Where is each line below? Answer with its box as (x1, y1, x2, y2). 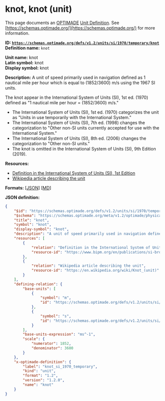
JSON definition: (5, 194, 40, 200)
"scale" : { (23, 337, 45, 341)
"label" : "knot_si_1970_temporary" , (23, 364, 98, 369)
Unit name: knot (5, 54, 38, 60)
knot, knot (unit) (5, 3, 72, 15)
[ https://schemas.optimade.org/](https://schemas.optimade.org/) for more (5, 25, 156, 31)
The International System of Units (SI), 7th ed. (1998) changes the (12, 120, 145, 125)
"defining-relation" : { (14, 281, 63, 286)
